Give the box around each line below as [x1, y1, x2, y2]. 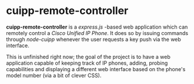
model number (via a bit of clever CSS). [6, 72, 102, 79]
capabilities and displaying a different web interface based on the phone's [6, 65, 186, 72]
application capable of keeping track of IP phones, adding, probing [6, 60, 168, 66]
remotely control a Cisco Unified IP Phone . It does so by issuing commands [6, 29, 189, 36]
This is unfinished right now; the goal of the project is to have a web [6, 53, 170, 60]
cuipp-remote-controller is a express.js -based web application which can [6, 23, 188, 30]
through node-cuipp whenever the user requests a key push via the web [6, 36, 181, 43]
